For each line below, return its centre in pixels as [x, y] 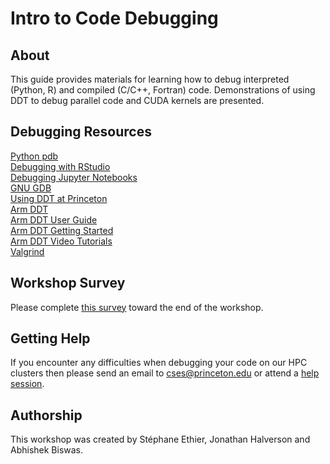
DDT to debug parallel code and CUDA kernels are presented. [137, 100]
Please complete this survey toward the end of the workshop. [137, 307]
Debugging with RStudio [60, 166]
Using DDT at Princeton [59, 198]
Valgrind [27, 251]
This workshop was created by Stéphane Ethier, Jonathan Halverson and [160, 439]
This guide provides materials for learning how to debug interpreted [150, 79]
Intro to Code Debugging [114, 18]
